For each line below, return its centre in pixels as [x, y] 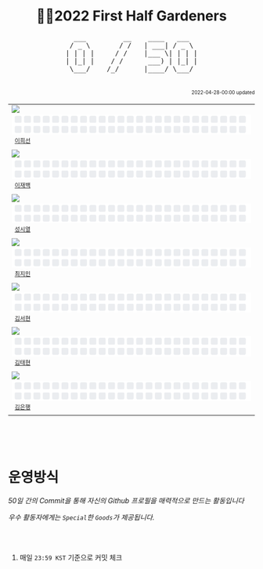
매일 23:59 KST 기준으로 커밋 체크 [71, 557]
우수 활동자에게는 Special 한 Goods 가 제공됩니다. [81, 517]
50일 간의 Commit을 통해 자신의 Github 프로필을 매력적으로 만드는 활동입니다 [126, 500]
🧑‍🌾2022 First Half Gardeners [131, 16]
